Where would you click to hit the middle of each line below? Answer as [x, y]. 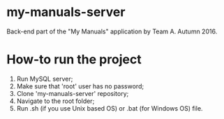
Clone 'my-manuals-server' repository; [73, 93]
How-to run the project [74, 59]
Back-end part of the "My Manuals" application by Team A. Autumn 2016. [112, 31]
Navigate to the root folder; [55, 101]
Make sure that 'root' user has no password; [80, 86]
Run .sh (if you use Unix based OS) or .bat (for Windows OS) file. [110, 108]
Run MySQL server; [45, 79]
